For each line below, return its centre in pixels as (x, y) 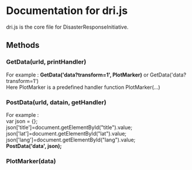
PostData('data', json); (34, 146)
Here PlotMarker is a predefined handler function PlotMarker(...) (83, 87)
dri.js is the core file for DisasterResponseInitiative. (67, 27)
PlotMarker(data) (31, 161)
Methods (23, 45)
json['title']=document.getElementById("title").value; (69, 127)
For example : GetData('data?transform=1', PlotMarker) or (78, 75)
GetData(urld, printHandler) (46, 62)
